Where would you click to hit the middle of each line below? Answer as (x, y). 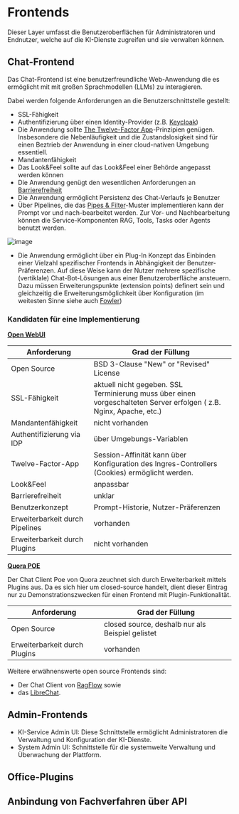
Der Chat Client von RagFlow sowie (69, 685)
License (107, 373)
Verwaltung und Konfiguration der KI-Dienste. (85, 739)
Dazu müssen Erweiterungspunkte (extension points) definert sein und (121, 285)
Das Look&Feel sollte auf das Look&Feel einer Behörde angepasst (114, 167)
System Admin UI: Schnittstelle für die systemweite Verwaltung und (116, 747)
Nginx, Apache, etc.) (128, 411)
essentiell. (33, 152)
